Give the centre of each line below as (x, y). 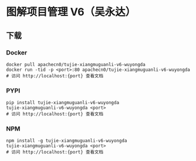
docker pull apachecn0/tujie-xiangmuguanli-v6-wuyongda (76, 64)
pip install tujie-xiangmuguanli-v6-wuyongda (62, 103)
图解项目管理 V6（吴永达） (71, 12)
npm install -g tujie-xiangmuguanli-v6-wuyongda (67, 141)
